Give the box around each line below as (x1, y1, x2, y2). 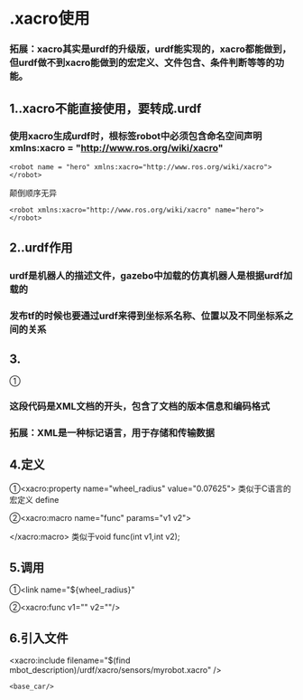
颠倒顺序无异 (9, 187, 57, 198)
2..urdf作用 (9, 241, 73, 256)
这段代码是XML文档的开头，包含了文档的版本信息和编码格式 (9, 400, 271, 412)
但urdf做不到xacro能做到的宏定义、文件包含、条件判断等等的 (9, 56, 275, 69)
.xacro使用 (9, 8, 90, 29)
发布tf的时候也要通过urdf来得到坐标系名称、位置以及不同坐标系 (9, 309, 284, 322)
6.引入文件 (9, 630, 69, 646)
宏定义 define (9, 494, 60, 505)
